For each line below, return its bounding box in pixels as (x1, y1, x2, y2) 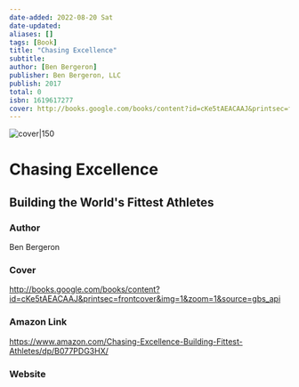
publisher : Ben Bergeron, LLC (9, 71, 122, 80)
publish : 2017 (9, 79, 62, 88)
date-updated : (9, 21, 62, 30)
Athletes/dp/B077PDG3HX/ (9, 345, 109, 356)
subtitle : (9, 54, 46, 63)
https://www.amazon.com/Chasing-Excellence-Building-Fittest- (9, 335, 243, 347)
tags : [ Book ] (9, 37, 58, 47)
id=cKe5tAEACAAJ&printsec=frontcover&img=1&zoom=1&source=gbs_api (9, 294, 281, 304)
